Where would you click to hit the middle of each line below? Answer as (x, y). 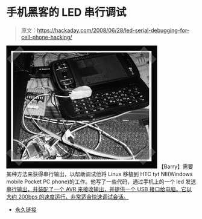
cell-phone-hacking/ (46, 37)
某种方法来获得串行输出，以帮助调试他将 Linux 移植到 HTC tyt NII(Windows (99, 174)
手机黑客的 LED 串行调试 (66, 12)
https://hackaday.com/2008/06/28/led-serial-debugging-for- (113, 30)
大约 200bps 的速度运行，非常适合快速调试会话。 (68, 197)
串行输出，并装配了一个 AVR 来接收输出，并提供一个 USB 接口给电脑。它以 (99, 189)
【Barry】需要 (176, 166)
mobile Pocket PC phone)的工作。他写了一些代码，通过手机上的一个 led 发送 (101, 181)
